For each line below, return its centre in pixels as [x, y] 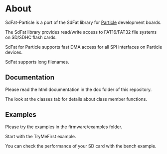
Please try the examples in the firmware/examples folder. [64, 127]
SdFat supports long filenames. [37, 62]
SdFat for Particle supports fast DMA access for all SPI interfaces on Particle [84, 47]
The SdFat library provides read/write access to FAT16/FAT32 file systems [81, 32]
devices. [14, 52]
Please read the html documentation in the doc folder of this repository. [79, 89]
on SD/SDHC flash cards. [31, 37]
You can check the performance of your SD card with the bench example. [81, 146]
